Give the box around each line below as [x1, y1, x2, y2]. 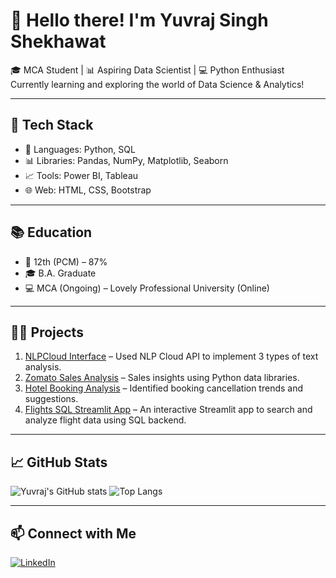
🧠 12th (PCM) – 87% [24, 255, 108, 268]
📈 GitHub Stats [10, 454, 108, 471]
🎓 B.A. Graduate [24, 267, 97, 279]
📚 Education [10, 224, 93, 241]
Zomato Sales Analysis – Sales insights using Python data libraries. [24, 372, 300, 384]
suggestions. [24, 393, 79, 405]
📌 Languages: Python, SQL [24, 143, 136, 155]
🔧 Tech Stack [10, 117, 94, 134]
